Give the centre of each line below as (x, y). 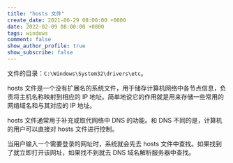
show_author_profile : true (46, 46)
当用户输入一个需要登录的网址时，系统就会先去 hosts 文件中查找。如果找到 (114, 143)
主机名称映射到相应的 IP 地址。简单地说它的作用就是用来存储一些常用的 (122, 96)
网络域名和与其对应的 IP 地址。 (52, 105)
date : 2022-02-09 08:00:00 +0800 (56, 26)
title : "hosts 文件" (36, 14)
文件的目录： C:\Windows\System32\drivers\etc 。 (77, 73)
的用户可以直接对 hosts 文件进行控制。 (63, 129)
